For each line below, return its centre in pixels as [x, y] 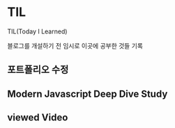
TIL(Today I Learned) [37, 31]
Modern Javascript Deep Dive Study [87, 94]
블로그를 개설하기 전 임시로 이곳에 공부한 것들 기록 [75, 45]
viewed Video [38, 118]
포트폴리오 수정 [38, 70]
